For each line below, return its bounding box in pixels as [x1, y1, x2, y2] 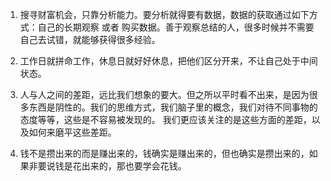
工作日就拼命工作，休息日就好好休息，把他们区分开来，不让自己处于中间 [19, 55, 318, 67]
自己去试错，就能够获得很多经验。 [19, 34, 161, 45]
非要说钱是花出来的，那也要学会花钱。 [28, 160, 187, 172]
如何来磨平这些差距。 [28, 126, 117, 138]
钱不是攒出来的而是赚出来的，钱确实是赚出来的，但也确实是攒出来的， [19, 148, 310, 159]
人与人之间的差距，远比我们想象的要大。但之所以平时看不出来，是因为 [19, 89, 310, 100]
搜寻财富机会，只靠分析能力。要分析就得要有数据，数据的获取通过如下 [19, 9, 310, 20]
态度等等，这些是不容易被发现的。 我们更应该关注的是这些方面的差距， [19, 114, 312, 125]
